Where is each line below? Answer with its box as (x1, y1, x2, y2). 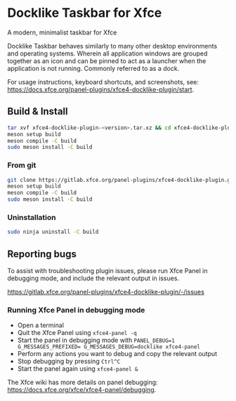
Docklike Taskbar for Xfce (7, 5, 162, 21)
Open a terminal (17, 321, 65, 329)
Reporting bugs (7, 248, 77, 260)
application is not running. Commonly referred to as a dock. (7, 64, 180, 72)
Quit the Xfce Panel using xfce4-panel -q (17, 329, 137, 337)
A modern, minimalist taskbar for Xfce (7, 28, 117, 37)
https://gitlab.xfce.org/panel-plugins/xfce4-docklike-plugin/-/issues (7, 288, 205, 296)
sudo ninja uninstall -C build (7, 228, 99, 236)
